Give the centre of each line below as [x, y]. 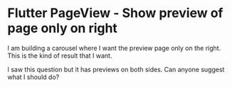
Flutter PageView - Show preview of [115, 13]
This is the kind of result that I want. [60, 56]
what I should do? [33, 77]
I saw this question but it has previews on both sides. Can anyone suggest [116, 69]
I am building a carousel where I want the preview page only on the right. [114, 48]
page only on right [62, 28]
